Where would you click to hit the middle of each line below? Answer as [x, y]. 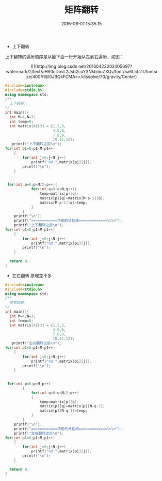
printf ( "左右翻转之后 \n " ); [39, 433]
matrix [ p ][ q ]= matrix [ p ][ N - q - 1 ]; [72, 406]
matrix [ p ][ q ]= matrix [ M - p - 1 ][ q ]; [72, 198]
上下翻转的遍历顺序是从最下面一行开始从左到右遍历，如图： [65, 57]
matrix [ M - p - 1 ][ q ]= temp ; [64, 202]
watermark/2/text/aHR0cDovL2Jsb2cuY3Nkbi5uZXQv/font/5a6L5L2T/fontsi [81, 71]
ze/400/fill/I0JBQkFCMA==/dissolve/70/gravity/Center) [81, 77]
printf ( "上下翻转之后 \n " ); [39, 225]
